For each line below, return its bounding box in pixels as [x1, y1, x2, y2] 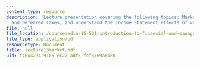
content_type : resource [6, 8, 65, 15]
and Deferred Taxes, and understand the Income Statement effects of [11, 20, 187, 25]
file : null [6, 25, 33, 31]
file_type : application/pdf [6, 36, 76, 42]
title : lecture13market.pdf [6, 47, 76, 53]
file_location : [6, 31, 44, 37]
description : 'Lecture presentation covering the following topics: [6, 14, 180, 20]
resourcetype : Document [6, 42, 65, 48]
